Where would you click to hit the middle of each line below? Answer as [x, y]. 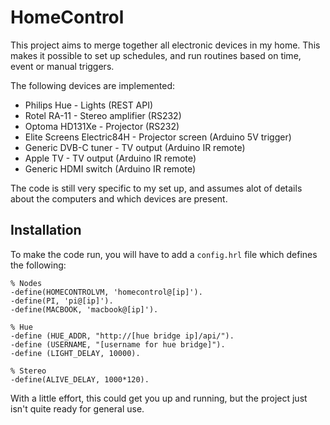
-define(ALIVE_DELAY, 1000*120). [80, 379]
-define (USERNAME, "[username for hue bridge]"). [118, 344]
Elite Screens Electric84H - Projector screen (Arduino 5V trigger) [158, 137]
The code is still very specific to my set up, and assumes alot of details [156, 188]
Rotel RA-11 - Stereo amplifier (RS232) [103, 115]
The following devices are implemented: [93, 85]
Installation [46, 230]
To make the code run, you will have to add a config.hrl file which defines [164, 254]
